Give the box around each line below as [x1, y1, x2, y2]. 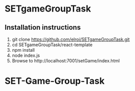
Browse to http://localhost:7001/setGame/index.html [12, 58, 120, 63]
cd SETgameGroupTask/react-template [12, 42, 93, 48]
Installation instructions [5, 23, 81, 32]
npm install [12, 47, 35, 53]
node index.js [12, 52, 40, 58]
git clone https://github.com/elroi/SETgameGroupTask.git [12, 36, 130, 42]
